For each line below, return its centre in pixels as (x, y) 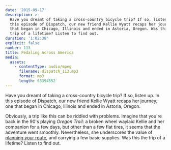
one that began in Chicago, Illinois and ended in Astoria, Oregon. (73, 106)
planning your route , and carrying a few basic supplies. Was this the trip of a (85, 137)
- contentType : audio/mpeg (43, 67)
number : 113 (18, 48)
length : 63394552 (37, 81)
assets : (18, 62)
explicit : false (22, 43)
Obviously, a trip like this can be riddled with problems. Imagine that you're (83, 116)
